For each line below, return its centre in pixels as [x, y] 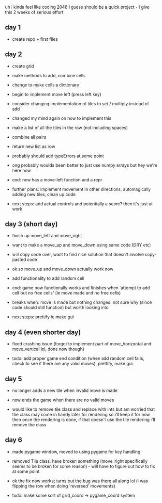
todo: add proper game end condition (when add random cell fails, [78, 358]
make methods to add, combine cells [49, 75]
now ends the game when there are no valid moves [63, 400]
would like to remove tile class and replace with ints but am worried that [83, 409]
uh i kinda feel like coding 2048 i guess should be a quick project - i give [77, 7]
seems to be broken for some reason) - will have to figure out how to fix [84, 466]
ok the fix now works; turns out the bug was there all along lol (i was [80, 481]
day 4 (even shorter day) [43, 332]
